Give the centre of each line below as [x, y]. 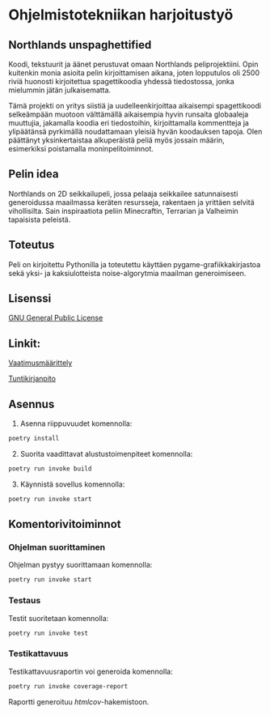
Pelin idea [34, 174]
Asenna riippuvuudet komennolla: [76, 423]
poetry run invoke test [49, 633]
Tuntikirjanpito [32, 379]
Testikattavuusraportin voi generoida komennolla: [91, 671]
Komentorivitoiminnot [65, 524]
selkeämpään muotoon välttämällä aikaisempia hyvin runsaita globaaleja [129, 114]
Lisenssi [30, 298]
